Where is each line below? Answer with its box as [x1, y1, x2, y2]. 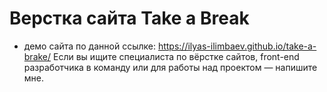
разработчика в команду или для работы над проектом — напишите [23, 61, 318, 73]
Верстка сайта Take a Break [9, 7, 250, 30]
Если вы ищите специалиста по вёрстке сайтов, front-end [53, 50, 300, 62]
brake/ [23, 50, 52, 62]
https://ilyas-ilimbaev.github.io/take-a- [157, 40, 317, 52]
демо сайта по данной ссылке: [23, 40, 156, 52]
